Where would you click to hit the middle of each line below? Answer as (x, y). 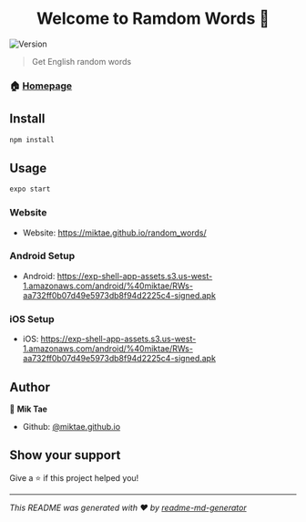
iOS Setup (32, 318)
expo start (30, 189)
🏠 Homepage (41, 86)
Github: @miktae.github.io (71, 426)
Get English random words (82, 61)
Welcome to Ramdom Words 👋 (153, 19)
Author (30, 387)
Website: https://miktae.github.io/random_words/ (114, 233)
